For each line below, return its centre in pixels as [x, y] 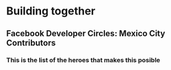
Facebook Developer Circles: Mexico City [86, 33]
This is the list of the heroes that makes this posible [83, 60]
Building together [51, 11]
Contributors [31, 43]
